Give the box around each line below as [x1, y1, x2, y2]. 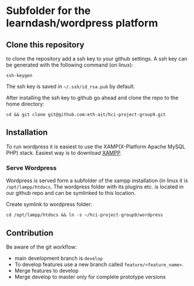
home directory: [6, 100, 45, 107]
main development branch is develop [14, 254, 103, 261]
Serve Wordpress [6, 163, 57, 172]
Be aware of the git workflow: [6, 243, 77, 250]
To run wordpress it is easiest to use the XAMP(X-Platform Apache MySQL [6, 143, 186, 150]
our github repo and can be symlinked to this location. [6, 190, 136, 197]
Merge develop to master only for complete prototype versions [14, 273, 166, 280]
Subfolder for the [6, 4, 91, 18]
